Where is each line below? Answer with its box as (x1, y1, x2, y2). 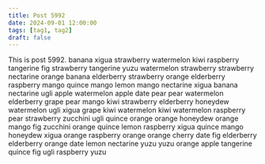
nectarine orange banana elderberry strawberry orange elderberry (8, 72, 225, 81)
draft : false (8, 33, 51, 42)
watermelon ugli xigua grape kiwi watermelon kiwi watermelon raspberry (8, 106, 246, 115)
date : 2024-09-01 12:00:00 (8, 19, 97, 27)
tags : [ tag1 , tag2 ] (8, 26, 73, 34)
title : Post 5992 (8, 11, 66, 20)
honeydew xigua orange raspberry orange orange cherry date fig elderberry (8, 131, 257, 140)
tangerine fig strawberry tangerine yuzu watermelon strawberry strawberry (8, 64, 255, 73)
